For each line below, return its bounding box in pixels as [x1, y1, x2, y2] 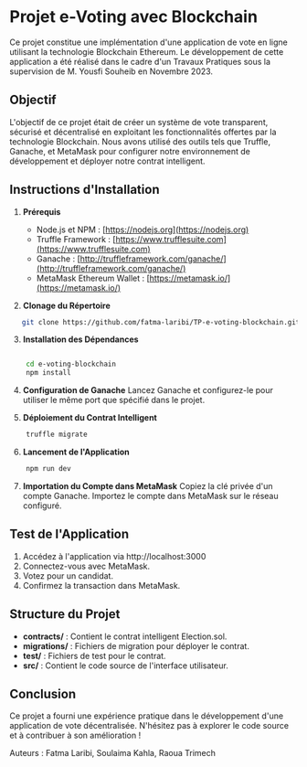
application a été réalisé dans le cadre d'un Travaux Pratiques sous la [9, 56, 271, 67]
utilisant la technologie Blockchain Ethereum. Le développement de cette [9, 46, 284, 57]
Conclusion [9, 686, 77, 701]
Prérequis [22, 206, 61, 217]
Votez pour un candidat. [22, 570, 114, 581]
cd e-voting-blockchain [26, 359, 117, 369]
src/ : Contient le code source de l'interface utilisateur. [22, 660, 228, 671]
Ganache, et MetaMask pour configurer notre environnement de [9, 145, 251, 156]
